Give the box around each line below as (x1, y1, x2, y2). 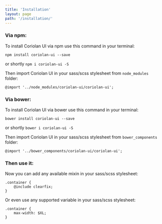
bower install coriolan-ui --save (5, 116, 75, 121)
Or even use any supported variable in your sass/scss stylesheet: (5, 197, 136, 203)
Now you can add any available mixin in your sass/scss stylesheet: (5, 171, 138, 177)
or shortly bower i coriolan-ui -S (5, 124, 74, 131)
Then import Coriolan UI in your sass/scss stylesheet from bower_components (5, 134, 158, 140)
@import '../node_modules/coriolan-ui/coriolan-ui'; (5, 85, 114, 90)
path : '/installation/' (5, 16, 53, 21)
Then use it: (5, 160, 34, 166)
